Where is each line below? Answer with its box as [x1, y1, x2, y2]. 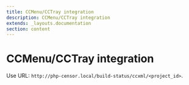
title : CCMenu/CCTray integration [6, 8, 94, 15]
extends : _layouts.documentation [6, 20, 91, 26]
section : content [6, 25, 51, 32]
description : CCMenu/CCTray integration [6, 15, 111, 21]
